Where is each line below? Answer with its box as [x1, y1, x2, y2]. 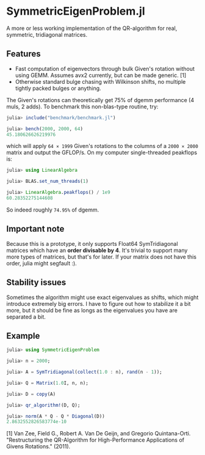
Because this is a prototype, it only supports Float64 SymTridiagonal [6, 240, 178, 247]
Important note [6, 224, 65, 234]
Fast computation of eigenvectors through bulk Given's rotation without [15, 65, 195, 72]
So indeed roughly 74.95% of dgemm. [6, 206, 99, 213]
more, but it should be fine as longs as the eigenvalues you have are [6, 306, 178, 314]
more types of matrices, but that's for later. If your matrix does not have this [6, 253, 197, 261]
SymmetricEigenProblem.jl [6, 4, 145, 18]
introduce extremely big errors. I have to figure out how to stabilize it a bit [6, 300, 191, 307]
